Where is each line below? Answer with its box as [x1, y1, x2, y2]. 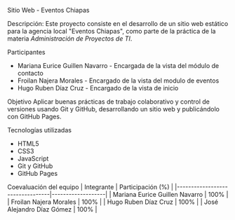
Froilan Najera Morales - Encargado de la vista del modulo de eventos [17, 76, 220, 85]
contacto [17, 69, 43, 77]
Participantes [7, 48, 46, 56]
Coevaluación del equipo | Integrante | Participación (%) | [7, 183, 174, 191]
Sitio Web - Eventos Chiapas [7, 6, 90, 14]
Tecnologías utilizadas [7, 126, 72, 134]
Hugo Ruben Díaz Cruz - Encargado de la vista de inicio [17, 84, 179, 92]
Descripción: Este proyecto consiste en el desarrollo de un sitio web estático [7, 20, 229, 27]
